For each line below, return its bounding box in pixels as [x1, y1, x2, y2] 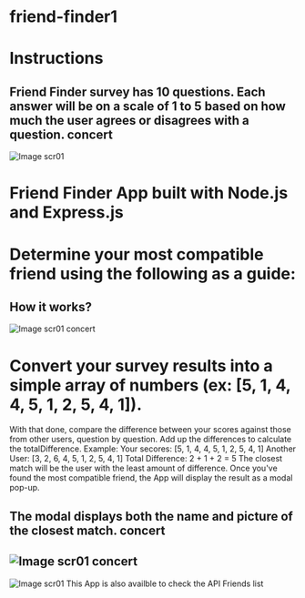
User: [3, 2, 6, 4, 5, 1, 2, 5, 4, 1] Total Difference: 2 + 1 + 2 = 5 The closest [9, 453, 283, 464]
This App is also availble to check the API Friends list [66, 578, 264, 589]
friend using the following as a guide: [9, 263, 296, 284]
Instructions [9, 48, 104, 69]
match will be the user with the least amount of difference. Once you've [9, 462, 278, 474]
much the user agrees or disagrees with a [9, 112, 249, 128]
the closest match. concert [9, 522, 166, 538]
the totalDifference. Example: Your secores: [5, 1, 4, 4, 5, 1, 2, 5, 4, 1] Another [9, 443, 297, 454]
